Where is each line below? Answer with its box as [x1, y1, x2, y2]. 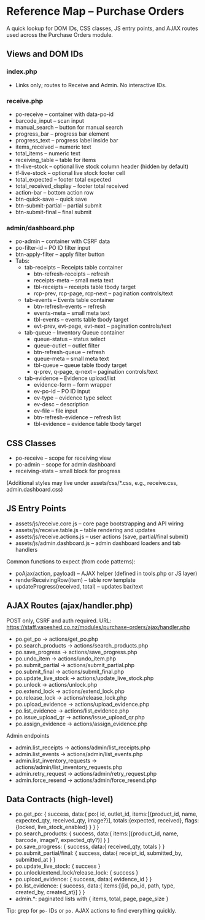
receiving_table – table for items [15, 156, 96, 163]
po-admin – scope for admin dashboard [15, 461, 116, 468]
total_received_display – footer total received [15, 182, 129, 190]
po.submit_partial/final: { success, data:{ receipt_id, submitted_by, [15, 849, 183, 857]
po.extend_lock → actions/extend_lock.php [15, 687, 125, 695]
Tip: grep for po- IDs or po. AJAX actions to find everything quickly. [6, 907, 177, 914]
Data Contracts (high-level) [6, 794, 114, 805]
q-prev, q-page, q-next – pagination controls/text [33, 368, 158, 376]
